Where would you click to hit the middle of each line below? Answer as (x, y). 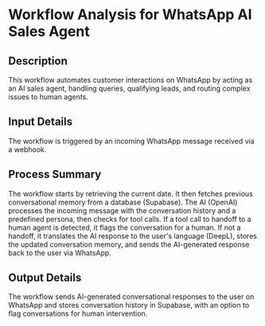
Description (38, 61)
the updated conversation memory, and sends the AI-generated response (129, 244)
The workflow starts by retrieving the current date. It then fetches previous (131, 193)
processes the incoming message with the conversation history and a (122, 210)
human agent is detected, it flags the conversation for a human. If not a (125, 227)
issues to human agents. (49, 97)
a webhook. (27, 149)
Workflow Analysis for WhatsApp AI (130, 15)
